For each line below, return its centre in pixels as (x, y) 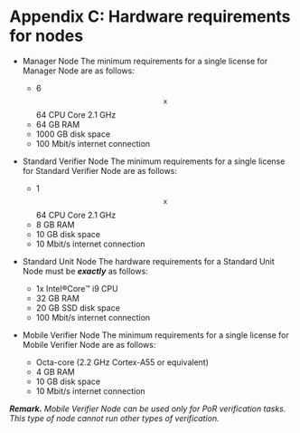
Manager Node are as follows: (79, 71)
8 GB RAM (55, 225)
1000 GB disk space (73, 134)
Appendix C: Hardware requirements (150, 17)
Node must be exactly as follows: (85, 271)
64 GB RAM (58, 124)
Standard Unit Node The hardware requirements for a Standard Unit (149, 261)
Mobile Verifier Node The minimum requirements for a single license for (155, 335)
